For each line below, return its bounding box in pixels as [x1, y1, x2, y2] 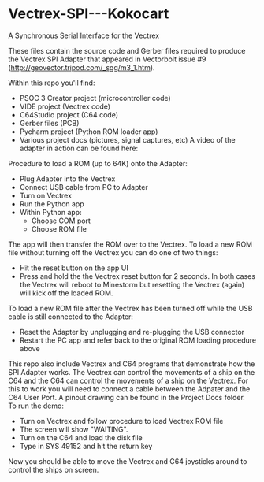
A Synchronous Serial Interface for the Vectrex [8, 31, 160, 40]
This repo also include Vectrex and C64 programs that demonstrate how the [8, 359, 255, 369]
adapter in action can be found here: [19, 143, 139, 153]
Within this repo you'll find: [8, 78, 95, 87]
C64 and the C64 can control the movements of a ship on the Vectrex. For [8, 376, 249, 385]
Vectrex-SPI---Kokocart [8, 5, 169, 23]
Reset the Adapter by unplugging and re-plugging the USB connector [19, 327, 245, 336]
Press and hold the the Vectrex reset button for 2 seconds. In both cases [19, 271, 256, 280]
